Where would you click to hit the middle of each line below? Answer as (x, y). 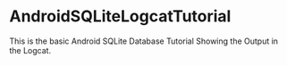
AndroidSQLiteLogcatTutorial (120, 16)
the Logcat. (30, 50)
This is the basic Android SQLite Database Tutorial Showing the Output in (144, 41)
